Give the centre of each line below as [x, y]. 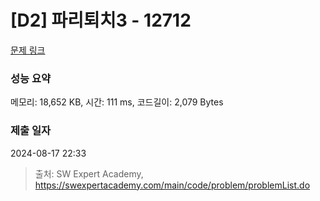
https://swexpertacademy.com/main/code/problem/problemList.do [172, 185]
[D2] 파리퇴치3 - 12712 [101, 20]
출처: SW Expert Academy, [89, 173]
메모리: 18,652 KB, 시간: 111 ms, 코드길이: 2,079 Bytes [117, 102]
